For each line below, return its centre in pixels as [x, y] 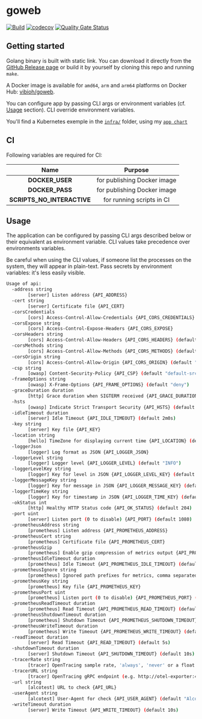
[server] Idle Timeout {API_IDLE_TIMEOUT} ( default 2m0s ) [102, 419]
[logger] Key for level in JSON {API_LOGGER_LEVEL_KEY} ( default [112, 475]
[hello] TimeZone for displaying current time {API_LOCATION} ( [110, 441]
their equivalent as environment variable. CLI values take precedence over [98, 242]
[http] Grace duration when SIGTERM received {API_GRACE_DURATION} [114, 396]
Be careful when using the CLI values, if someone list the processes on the [99, 260]
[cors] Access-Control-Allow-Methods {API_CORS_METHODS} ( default [113, 351]
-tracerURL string [35, 671]
